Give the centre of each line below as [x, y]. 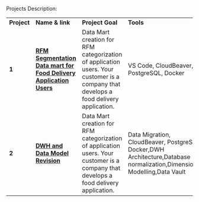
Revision [48, 161]
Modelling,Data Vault [157, 172]
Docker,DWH [146, 149]
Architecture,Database [159, 157]
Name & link [53, 22]
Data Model [52, 153]
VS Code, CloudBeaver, [161, 66]
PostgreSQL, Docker [156, 73]
